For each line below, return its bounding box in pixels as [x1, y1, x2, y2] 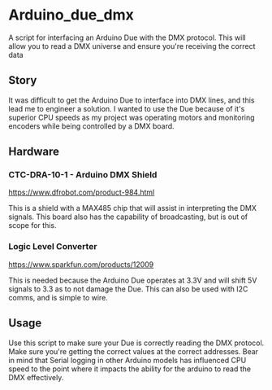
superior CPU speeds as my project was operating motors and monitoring [8, 112, 255, 122]
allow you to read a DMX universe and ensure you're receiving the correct [8, 41, 256, 50]
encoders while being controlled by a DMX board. [8, 121, 175, 131]
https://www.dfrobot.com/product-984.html [8, 187, 155, 197]
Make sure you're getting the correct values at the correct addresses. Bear [8, 346, 258, 356]
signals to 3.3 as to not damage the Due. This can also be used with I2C [8, 283, 248, 294]
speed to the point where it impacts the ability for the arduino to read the [8, 364, 252, 374]
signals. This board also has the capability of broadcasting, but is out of [8, 212, 248, 221]
